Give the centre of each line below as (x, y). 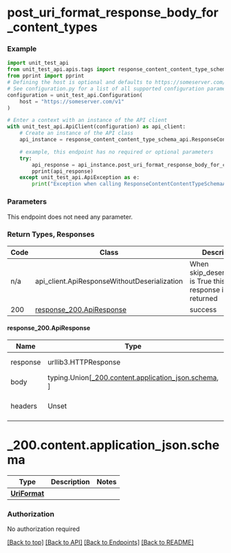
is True (200, 281)
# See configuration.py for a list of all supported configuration (106, 88)
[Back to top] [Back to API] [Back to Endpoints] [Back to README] (100, 543)
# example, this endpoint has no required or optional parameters (117, 152)
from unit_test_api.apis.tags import (61, 70)
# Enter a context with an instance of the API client (87, 121)
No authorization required (44, 529)
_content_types (52, 27)
